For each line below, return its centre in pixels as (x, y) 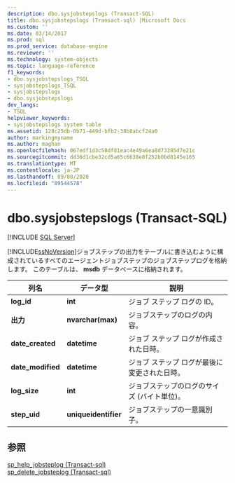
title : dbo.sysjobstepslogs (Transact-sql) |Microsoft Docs (97, 20)
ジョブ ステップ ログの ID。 (173, 302)
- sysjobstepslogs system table (54, 124)
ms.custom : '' (28, 27)
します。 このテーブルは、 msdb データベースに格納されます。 (97, 269)
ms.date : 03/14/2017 (37, 33)
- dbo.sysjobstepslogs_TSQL (48, 79)
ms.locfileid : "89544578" (45, 183)
